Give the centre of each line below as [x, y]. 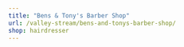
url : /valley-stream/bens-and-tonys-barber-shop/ [92, 23]
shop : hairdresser [39, 30]
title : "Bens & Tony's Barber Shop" [69, 16]
